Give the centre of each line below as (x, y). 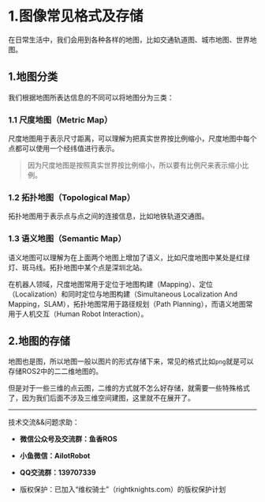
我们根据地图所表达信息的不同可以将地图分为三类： (91, 97)
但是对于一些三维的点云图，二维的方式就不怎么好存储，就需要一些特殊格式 (129, 388)
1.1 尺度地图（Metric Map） (60, 119)
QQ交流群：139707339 (58, 473)
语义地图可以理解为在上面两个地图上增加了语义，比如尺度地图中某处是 (122, 257)
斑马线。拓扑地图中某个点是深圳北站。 (84, 267)
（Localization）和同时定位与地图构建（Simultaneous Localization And (123, 294)
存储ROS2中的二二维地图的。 (56, 372)
